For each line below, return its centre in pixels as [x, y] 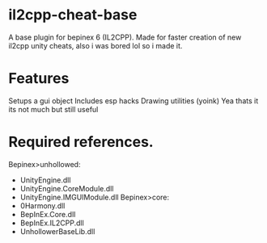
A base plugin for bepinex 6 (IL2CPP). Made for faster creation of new [125, 37]
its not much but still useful [53, 109]
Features [39, 79]
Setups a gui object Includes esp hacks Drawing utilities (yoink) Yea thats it [133, 101]
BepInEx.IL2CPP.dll [52, 223]
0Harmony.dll [42, 205]
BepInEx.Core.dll [48, 214]
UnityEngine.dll [45, 180]
